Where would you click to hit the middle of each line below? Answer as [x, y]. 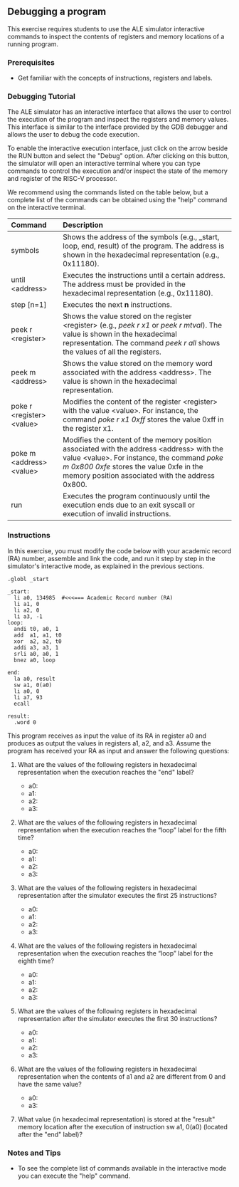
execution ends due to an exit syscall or [129, 505]
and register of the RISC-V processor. [62, 179]
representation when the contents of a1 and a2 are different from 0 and [122, 1076]
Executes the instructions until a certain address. [144, 276]
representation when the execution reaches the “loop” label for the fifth [122, 830]
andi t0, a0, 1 [36, 629]
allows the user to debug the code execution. [74, 135]
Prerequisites [31, 62]
